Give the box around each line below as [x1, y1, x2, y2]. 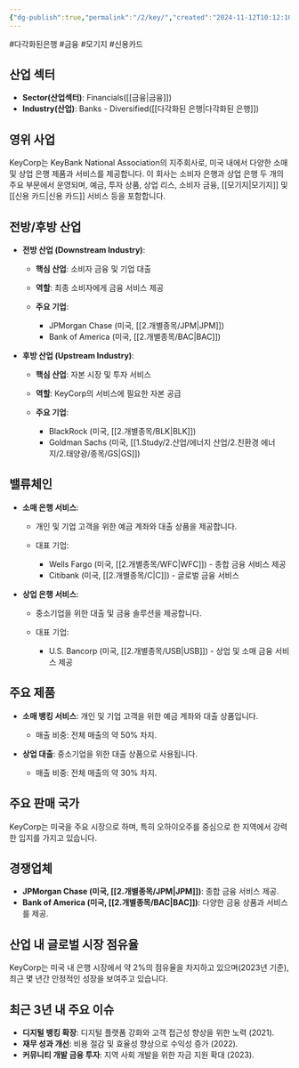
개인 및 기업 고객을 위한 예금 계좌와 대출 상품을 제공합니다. [35, 521, 238, 531]
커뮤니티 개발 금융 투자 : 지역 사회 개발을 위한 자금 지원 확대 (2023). [21, 1049, 255, 1060]
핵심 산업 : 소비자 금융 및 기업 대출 [35, 263, 151, 274]
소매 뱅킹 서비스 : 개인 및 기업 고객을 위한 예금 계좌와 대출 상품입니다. [21, 710, 259, 721]
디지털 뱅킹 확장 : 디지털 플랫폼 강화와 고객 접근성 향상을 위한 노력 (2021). [21, 1027, 275, 1038]
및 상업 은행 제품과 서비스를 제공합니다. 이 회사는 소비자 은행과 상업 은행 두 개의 [9, 168, 285, 179]
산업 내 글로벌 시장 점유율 [9, 936, 140, 952]
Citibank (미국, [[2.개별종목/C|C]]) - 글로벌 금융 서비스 [48, 570, 240, 580]
